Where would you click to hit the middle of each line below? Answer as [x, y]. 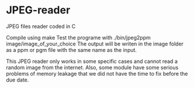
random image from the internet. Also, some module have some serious [92, 67]
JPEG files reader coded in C [41, 26]
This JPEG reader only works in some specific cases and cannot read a [92, 61]
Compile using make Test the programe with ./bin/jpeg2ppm [78, 37]
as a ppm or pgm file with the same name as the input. [72, 50]
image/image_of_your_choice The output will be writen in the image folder [95, 44]
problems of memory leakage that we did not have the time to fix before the [97, 73]
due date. [18, 80]
